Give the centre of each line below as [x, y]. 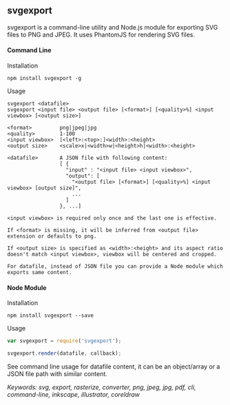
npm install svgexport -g [44, 79]
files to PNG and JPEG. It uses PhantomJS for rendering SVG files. [101, 34]
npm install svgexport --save [51, 315]
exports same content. [40, 273]
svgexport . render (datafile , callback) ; [64, 353]
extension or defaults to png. [52, 236]
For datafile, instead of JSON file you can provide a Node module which [115, 267]
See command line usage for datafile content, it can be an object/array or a [114, 366]
